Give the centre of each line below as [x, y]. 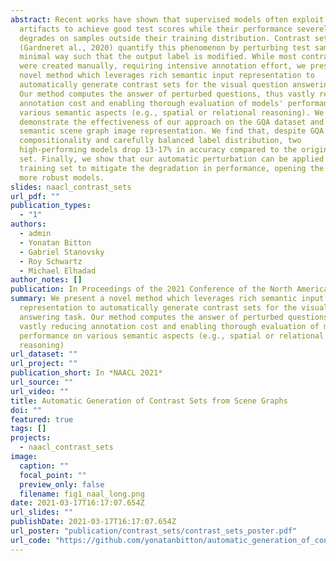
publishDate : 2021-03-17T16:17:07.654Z [93, 522]
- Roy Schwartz [51, 261]
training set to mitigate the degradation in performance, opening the [172, 168]
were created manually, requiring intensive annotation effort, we [163, 66]
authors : [28, 224]
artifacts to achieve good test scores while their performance [156, 29]
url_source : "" [42, 382]
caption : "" [44, 466]
